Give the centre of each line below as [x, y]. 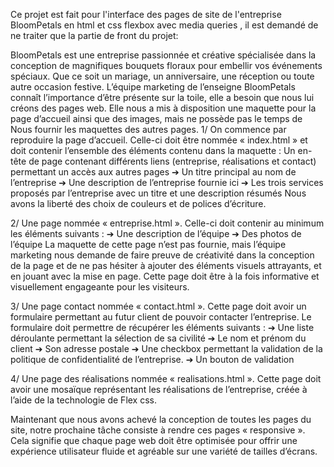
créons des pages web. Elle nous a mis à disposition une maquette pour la [163, 108]
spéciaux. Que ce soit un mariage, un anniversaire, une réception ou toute [162, 76]
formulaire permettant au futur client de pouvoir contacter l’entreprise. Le [161, 317]
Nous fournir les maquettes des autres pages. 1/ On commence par [148, 129]
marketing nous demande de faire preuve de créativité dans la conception [162, 255]
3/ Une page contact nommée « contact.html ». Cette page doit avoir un [158, 306]
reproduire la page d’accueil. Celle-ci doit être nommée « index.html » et [159, 140]
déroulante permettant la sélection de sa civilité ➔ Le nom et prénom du [158, 338]
